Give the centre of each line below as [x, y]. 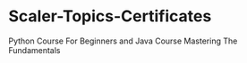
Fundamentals [34, 50]
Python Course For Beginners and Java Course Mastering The [123, 41]
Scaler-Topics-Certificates [110, 16]
